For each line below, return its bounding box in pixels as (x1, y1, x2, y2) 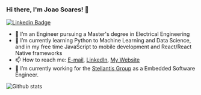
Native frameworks (14, 50, 63, 57)
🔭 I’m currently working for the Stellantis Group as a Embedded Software (14, 65, 196, 72)
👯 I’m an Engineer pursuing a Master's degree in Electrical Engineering (14, 30, 190, 38)
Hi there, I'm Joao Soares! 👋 (6, 5, 89, 14)
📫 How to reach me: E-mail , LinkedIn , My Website (14, 56, 140, 63)
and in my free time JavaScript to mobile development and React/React (14, 43, 192, 50)
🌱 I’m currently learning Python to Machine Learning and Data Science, (14, 37, 191, 44)
